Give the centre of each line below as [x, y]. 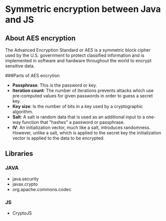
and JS [20, 20]
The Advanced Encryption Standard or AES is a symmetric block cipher [78, 50]
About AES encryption [40, 38]
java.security [25, 179]
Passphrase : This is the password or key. [55, 85]
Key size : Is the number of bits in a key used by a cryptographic [78, 106]
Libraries [19, 154]
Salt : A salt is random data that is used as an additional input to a [79, 117]
